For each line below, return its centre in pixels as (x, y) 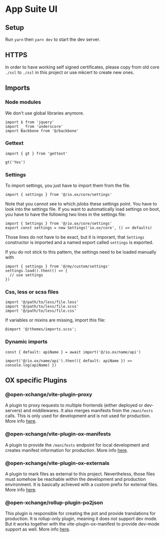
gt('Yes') (15, 162)
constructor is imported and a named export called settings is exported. (79, 243)
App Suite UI (31, 9)
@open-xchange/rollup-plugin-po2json (54, 502)
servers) (14, 411)
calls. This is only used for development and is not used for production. (78, 416)
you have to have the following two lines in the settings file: (66, 214)
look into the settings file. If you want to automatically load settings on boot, (83, 209)
